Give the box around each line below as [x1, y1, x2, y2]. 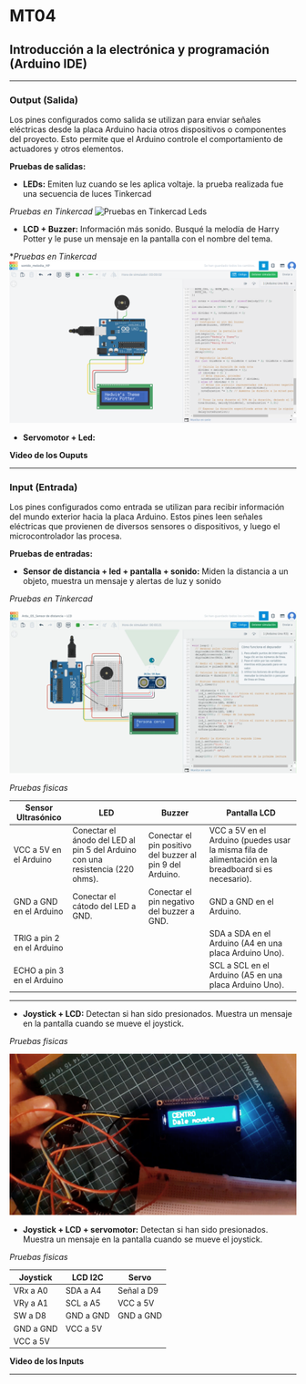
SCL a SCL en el [209, 960, 270, 971]
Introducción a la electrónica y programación [9, 42, 270, 57]
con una [72, 854, 103, 866]
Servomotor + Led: [22, 432, 96, 443]
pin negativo [148, 896, 195, 907]
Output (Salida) [9, 93, 79, 106]
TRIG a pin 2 [13, 933, 60, 944]
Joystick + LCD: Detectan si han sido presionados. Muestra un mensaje [22, 1008, 293, 1019]
